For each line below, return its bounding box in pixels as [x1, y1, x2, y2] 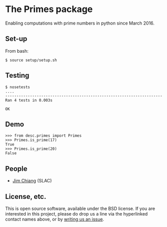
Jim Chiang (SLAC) [12, 178, 52, 184]
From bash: [5, 48, 29, 54]
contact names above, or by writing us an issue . [5, 216, 104, 222]
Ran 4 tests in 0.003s [5, 98, 53, 103]
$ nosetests [5, 84, 30, 90]
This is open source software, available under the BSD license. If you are [5, 205, 155, 211]
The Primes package [5, 4, 93, 15]
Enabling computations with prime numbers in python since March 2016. [5, 20, 154, 26]
